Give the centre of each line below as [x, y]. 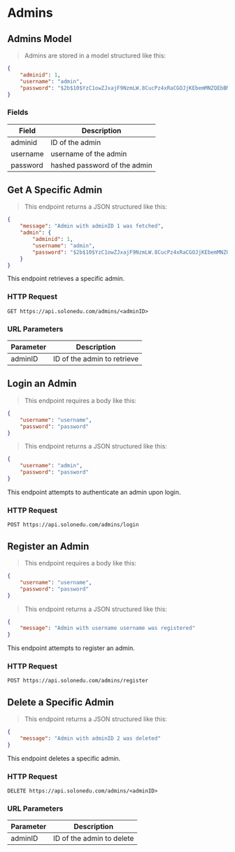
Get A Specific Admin [55, 190]
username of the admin [89, 153]
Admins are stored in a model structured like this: [95, 55]
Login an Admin [42, 384]
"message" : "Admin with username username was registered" [108, 628]
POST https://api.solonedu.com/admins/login [73, 525]
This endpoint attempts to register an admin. [71, 648]
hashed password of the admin [101, 165]
